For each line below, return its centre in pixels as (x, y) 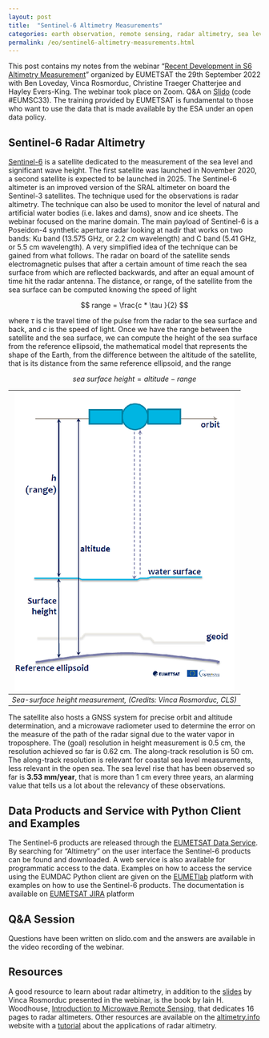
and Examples (44, 823)
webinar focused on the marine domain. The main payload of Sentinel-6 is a (133, 221)
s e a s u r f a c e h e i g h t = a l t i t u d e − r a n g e (134, 379)
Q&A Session (42, 919)
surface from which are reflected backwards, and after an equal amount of (131, 273)
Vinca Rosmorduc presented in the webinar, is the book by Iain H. (116, 999)
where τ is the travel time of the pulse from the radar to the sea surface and (133, 321)
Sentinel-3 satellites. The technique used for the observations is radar (123, 196)
